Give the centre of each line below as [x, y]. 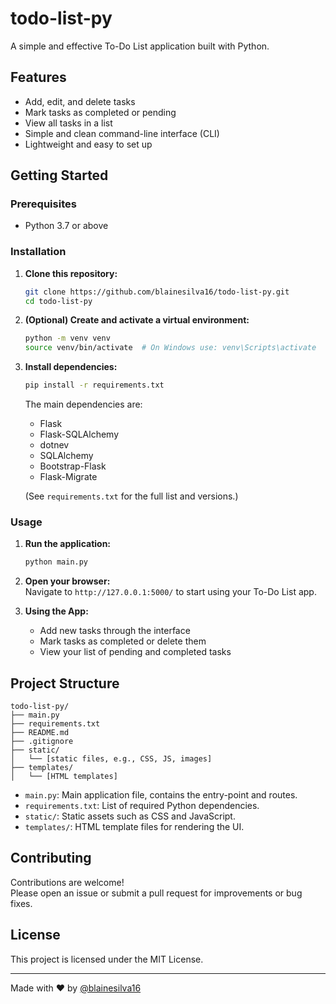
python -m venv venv [67, 338]
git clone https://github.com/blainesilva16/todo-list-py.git [157, 292]
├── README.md [40, 733]
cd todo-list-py [58, 301]
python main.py [56, 562]
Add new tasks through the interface [115, 631]
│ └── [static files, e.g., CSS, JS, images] [111, 759]
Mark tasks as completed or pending [100, 112]
